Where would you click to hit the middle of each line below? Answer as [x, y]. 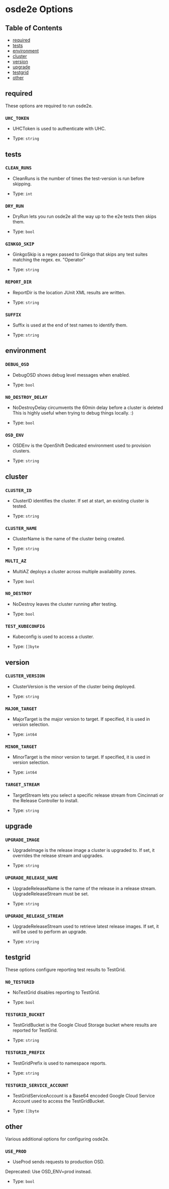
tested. [20, 506]
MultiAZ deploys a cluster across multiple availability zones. [74, 571]
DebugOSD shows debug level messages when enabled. [71, 375]
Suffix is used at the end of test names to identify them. [70, 325]
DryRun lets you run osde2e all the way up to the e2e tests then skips [84, 216]
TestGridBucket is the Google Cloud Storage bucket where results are [84, 1025]
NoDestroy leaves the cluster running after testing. [65, 604]
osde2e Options [39, 9]
